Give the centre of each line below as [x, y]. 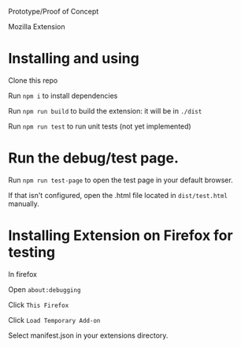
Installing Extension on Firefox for [121, 236]
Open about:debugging [44, 289]
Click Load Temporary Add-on [54, 320]
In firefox [23, 274]
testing [32, 253]
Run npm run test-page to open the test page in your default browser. [121, 180]
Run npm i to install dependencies [63, 95]
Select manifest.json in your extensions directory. [88, 335]
